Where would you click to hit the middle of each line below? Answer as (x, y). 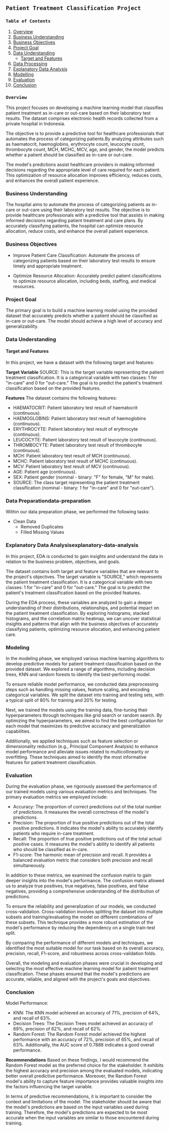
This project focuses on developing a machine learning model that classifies (84, 108)
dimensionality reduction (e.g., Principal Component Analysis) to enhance (82, 746)
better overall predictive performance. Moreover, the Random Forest (76, 1076)
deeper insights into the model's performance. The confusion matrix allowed (85, 881)
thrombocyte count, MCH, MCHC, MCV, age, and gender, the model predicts (85, 149)
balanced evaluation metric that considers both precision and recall (83, 860)
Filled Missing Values (42, 532)
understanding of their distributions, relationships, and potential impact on (82, 608)
